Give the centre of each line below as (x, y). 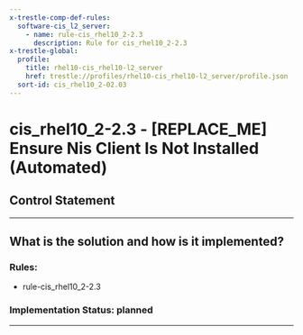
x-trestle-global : (44, 51)
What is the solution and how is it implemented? (147, 242)
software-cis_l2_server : (64, 26)
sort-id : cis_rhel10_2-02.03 (72, 85)
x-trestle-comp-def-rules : (60, 18)
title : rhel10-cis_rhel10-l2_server (95, 68)
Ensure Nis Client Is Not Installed (134, 148)
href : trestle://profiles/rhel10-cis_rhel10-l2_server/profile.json (157, 77)
